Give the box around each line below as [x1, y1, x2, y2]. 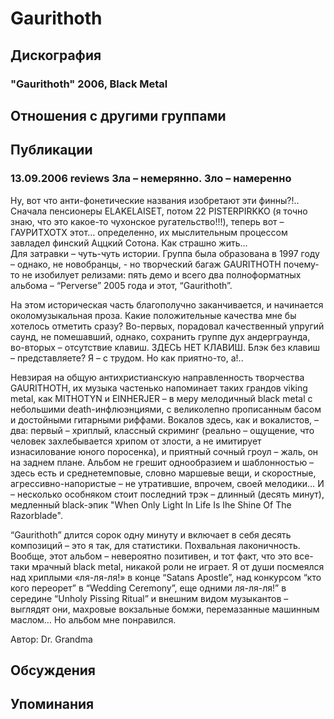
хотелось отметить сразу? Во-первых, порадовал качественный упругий [10, 320, 325, 332]
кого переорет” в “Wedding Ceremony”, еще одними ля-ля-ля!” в [10, 582, 287, 594]
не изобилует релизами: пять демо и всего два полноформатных [21, 268, 302, 281]
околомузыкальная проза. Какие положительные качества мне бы [10, 309, 297, 321]
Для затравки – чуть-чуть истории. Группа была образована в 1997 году [10, 247, 320, 259]
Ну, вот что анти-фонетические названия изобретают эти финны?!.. [10, 194, 300, 206]
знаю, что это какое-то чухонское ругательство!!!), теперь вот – [10, 215, 285, 227]
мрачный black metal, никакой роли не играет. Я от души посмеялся [31, 560, 325, 572]
